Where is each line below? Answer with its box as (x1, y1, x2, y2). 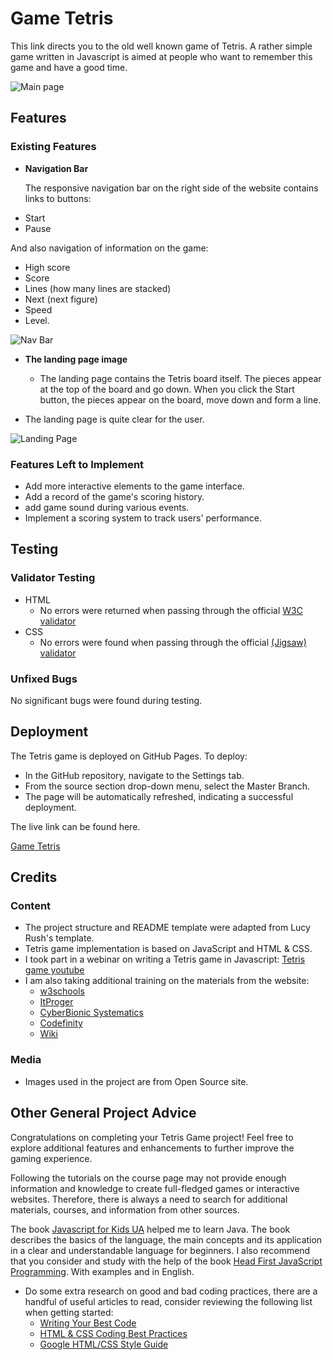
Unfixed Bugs (10, 672, 78, 686)
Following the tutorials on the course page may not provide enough (10, 1172, 287, 1184)
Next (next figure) (24, 293, 98, 305)
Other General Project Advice (10, 1105, 197, 1122)
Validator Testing (10, 571, 96, 585)
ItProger (39, 996, 74, 1008)
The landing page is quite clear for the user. (24, 413, 205, 425)
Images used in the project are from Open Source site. (24, 1075, 249, 1087)
